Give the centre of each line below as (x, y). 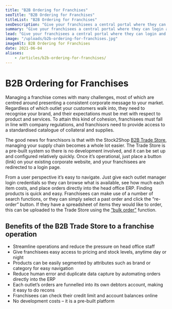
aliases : (15, 53)
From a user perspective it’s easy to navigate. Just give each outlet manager (86, 177)
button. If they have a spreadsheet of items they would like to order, (91, 205)
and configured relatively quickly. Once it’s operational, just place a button (83, 157)
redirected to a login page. (33, 167)
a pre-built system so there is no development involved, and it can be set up (85, 151)
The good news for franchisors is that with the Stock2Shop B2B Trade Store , (86, 140)
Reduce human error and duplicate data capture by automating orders (87, 274)
